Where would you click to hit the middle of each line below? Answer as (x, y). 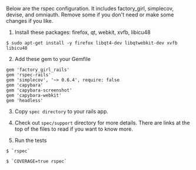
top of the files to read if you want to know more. (74, 129)
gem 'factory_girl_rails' (38, 70)
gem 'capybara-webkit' (34, 96)
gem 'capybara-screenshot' (39, 90)
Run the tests (31, 140)
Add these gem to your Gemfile (53, 59)
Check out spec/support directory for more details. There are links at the (102, 123)
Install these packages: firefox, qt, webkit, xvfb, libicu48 (83, 32)
